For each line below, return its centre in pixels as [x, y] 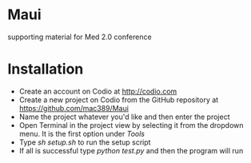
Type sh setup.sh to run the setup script [85, 142]
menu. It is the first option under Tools [82, 133]
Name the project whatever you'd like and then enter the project [124, 117]
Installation [46, 69]
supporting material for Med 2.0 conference [80, 37]
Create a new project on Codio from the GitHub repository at [119, 99]
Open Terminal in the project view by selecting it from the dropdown [131, 125]
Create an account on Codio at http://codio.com [98, 91]
